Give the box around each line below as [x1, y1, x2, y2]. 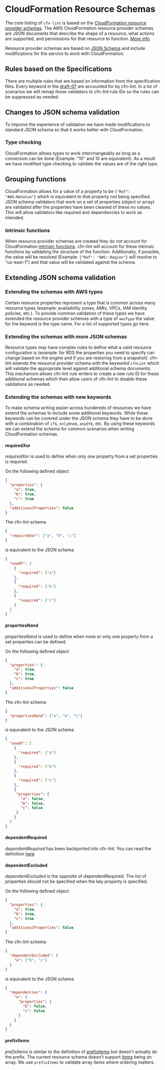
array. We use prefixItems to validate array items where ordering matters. [5, 1059, 155, 1065]
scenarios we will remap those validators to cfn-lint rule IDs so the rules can [5, 88, 159, 95]
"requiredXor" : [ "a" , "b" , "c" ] [9, 534, 76, 538]
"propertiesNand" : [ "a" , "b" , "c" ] [9, 713, 83, 718]
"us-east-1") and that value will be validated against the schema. [5, 259, 136, 265]
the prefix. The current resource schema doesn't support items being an [5, 1054, 152, 1060]
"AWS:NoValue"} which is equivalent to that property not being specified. [5, 193, 151, 199]
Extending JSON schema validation [5, 273, 116, 282]
